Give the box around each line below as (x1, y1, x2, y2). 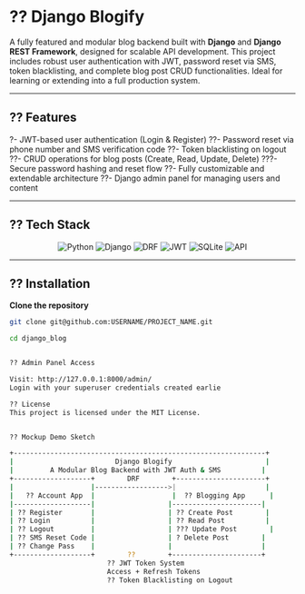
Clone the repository (9, 300, 89, 311)
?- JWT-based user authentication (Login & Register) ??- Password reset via (9, 134, 295, 144)
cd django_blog (9, 334, 67, 343)
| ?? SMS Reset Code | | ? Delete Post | (9, 533, 266, 542)
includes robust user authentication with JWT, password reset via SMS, (9, 55, 277, 66)
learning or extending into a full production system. (9, 74, 201, 85)
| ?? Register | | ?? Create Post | (9, 508, 271, 517)
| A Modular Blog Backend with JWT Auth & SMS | (9, 466, 266, 475)
